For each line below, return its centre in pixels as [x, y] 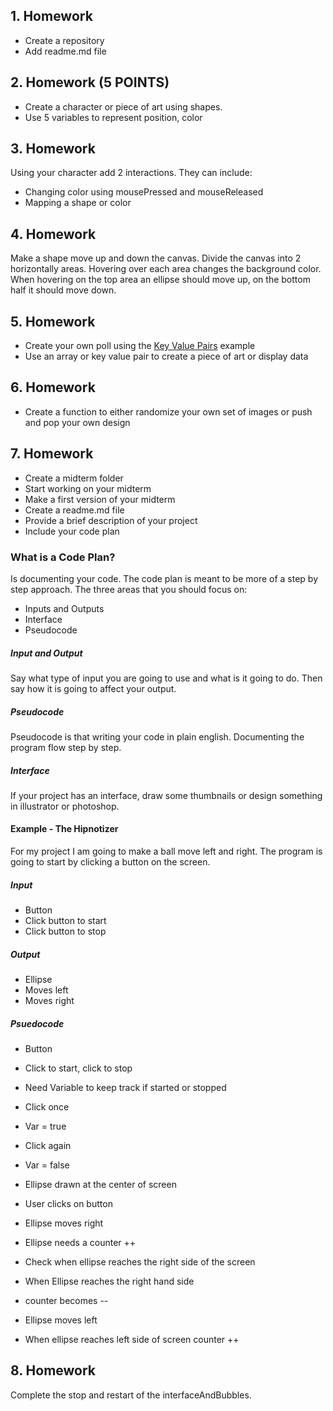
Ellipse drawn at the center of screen [100, 1184]
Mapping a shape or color [78, 203]
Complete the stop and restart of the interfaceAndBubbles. [131, 1395]
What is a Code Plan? [63, 557]
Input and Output [46, 653]
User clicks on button [68, 1203]
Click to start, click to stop [78, 1068]
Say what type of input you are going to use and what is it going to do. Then [166, 678]
